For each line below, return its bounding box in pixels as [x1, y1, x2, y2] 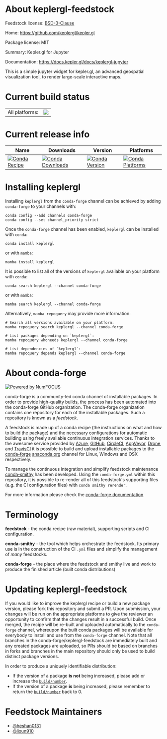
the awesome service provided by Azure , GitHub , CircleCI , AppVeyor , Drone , [5, 440, 162, 446]
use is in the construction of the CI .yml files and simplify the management [5, 546, 158, 552]
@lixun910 [12, 728, 34, 734]
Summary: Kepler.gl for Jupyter [5, 49, 70, 55]
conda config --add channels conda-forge [5, 213, 92, 218]
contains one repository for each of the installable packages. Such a [5, 409, 145, 415]
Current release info [5, 129, 90, 140]
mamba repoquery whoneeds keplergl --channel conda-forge [5, 337, 128, 343]
